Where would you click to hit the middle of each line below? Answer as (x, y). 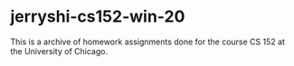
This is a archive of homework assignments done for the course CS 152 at (148, 42)
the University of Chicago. (59, 51)
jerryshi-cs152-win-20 (98, 17)
